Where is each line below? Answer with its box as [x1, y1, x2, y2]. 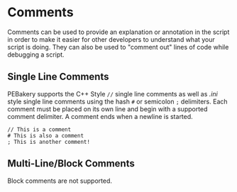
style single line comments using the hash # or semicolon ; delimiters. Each [7, 97, 228, 106]
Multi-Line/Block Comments [7, 157, 135, 170]
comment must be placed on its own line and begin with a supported [7, 104, 208, 113]
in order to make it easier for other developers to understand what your [7, 35, 215, 43]
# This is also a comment [7, 132, 84, 139]
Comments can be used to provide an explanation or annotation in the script [7, 28, 230, 36]
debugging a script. [7, 50, 65, 59]
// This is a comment [7, 125, 72, 133]
